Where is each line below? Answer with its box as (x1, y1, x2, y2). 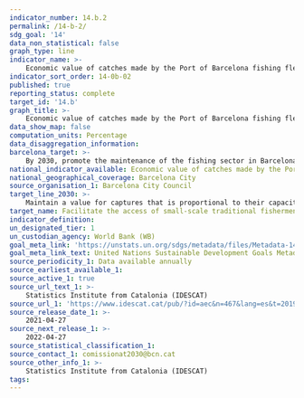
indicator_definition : (9, 214, 95, 224)
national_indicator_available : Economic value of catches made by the (9, 165, 281, 174)
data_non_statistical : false (9, 38, 119, 48)
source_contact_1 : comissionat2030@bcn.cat (9, 349, 176, 358)
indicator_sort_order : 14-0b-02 (9, 72, 131, 81)
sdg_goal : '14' (9, 30, 67, 39)
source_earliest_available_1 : (9, 266, 124, 275)
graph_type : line (9, 47, 75, 56)
